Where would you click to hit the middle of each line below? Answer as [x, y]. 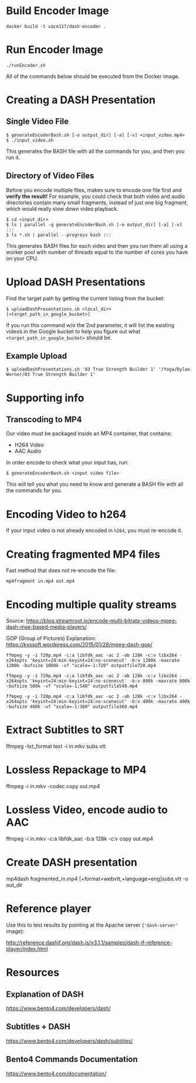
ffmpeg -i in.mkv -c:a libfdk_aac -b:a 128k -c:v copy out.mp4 [80, 839]
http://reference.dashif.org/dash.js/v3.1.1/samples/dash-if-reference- [89, 942]
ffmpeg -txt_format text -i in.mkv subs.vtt [56, 746]
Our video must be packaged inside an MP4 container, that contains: [89, 433]
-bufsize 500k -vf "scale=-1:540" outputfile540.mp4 [72, 686]
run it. [13, 157]
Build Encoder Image [58, 11]
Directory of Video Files [50, 176]
